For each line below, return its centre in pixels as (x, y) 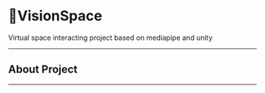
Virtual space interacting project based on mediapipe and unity (110, 38)
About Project (43, 70)
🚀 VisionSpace (55, 16)
